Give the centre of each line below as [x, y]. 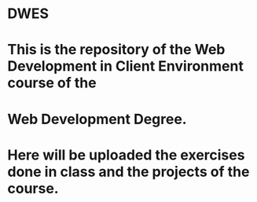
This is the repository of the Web [116, 50]
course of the [52, 83]
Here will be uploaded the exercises [126, 155]
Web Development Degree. [97, 119]
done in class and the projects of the [128, 172]
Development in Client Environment [126, 66]
